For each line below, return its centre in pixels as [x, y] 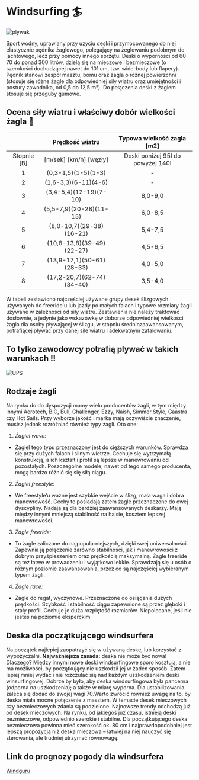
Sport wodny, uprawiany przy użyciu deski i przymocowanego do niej [91, 43]
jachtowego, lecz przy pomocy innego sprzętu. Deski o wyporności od [92, 56]
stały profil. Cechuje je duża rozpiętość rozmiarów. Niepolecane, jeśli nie [103, 611]
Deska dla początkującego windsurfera [80, 635]
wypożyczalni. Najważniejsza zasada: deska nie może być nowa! [86, 656]
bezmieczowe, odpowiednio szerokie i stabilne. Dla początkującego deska [97, 719]
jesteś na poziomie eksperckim [52, 617]
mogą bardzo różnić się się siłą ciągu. [61, 473]
